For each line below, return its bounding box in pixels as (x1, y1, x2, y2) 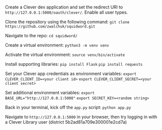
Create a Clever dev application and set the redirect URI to (5, 4, 123, 10)
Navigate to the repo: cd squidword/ (5, 33, 78, 38)
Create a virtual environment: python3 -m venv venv (5, 42, 109, 48)
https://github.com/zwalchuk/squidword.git (5, 24, 96, 29)
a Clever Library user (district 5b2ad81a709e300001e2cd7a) (5, 119, 127, 125)
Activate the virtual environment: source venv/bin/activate (5, 52, 125, 57)
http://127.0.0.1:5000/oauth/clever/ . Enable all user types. (5, 9, 128, 15)
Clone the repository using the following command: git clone (5, 19, 130, 25)
